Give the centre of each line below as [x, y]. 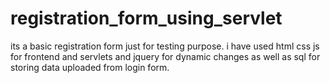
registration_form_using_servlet [146, 18]
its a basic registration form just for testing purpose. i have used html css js [165, 46]
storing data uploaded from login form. [90, 67]
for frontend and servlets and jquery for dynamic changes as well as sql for [165, 56]
